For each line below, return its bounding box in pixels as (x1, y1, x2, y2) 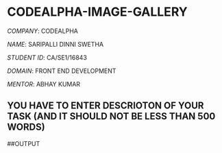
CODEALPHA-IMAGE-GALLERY (7, 4, 188, 20)
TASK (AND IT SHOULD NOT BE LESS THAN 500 (7, 110, 216, 122)
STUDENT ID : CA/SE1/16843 (7, 53, 88, 62)
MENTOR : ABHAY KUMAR (7, 80, 81, 88)
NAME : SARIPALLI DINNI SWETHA (7, 40, 104, 48)
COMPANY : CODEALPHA (7, 27, 79, 35)
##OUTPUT (7, 139, 40, 148)
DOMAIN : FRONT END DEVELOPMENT (7, 67, 116, 75)
